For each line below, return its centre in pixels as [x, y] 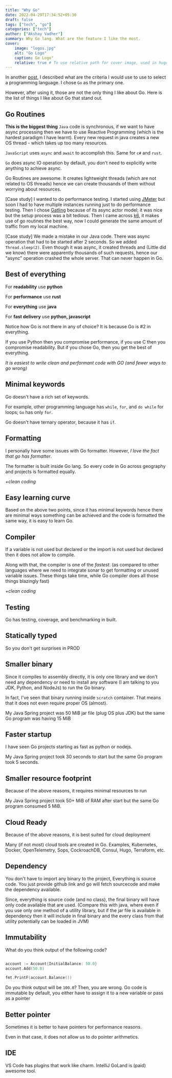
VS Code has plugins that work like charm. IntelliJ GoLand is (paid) [76, 1065]
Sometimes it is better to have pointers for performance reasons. [73, 1027]
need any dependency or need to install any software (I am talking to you [82, 682]
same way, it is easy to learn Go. [39, 521]
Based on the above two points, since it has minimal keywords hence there [84, 510]
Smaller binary [29, 664]
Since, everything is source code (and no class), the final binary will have [82, 899]
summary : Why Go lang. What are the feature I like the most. [73, 39]
